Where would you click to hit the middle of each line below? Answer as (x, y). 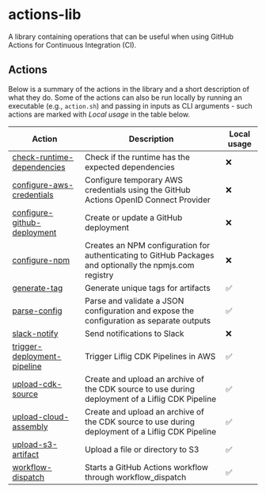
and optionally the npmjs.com (139, 265)
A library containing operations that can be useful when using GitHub (121, 36)
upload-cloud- (41, 416)
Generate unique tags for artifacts (148, 288)
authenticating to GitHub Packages (149, 255)
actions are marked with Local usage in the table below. (99, 114)
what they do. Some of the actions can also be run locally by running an (125, 97)
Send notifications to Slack (134, 333)
